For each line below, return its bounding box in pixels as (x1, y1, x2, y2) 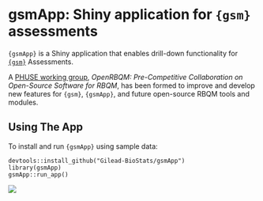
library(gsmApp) (8, 164, 62, 172)
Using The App (8, 120, 83, 134)
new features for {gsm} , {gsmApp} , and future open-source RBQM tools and (8, 89, 250, 98)
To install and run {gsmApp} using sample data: (8, 141, 158, 151)
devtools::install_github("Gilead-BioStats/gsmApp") (8, 157, 186, 165)
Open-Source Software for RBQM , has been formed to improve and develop (8, 81, 255, 90)
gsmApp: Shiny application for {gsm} (8, 6, 251, 24)
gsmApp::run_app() (8, 170, 69, 179)
